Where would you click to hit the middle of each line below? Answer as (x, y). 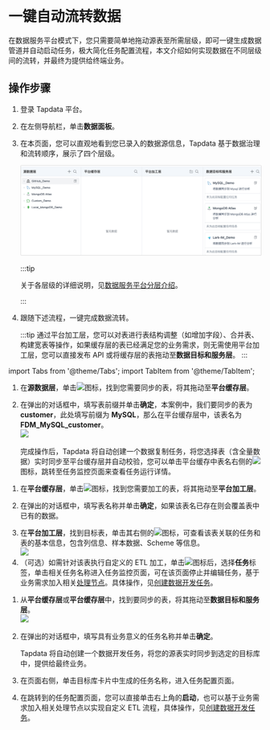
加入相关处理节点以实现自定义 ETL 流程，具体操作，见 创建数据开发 (138, 707)
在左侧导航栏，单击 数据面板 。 (69, 126)
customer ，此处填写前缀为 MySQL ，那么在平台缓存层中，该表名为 (131, 415)
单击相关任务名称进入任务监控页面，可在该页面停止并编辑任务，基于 (147, 572)
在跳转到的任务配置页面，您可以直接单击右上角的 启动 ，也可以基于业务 (136, 698)
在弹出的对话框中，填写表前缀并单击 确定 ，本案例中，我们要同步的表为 (136, 405)
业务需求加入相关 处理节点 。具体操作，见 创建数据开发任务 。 (119, 583)
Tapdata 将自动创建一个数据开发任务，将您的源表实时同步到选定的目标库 (140, 654)
